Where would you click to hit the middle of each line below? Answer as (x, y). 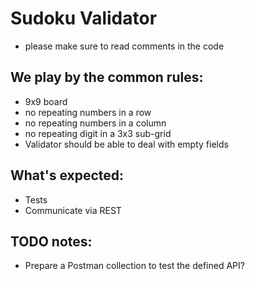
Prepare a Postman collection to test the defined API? (134, 266)
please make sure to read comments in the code (124, 46)
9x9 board (46, 101)
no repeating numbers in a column (95, 123)
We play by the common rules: (107, 77)
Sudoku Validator (84, 18)
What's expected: (67, 175)
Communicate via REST (73, 210)
